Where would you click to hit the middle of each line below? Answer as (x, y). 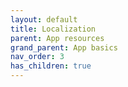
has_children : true (51, 66)
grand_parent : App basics (64, 47)
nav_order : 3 (37, 57)
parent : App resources (57, 38)
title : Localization (53, 29)
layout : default (44, 19)
